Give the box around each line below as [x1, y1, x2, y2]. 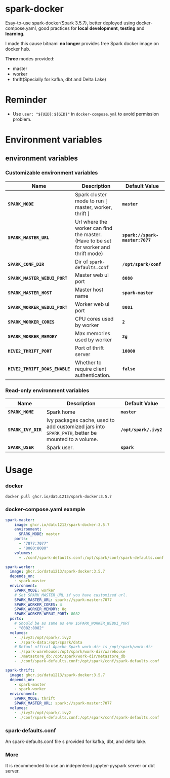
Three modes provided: [5, 55, 55, 61]
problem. [12, 116, 32, 122]
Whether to [75, 359, 102, 366]
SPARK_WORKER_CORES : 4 [14, 602, 62, 607]
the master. [75, 231, 102, 238]
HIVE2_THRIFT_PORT [8, 348, 52, 354]
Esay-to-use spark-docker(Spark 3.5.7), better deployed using [5, 20, 135, 26]
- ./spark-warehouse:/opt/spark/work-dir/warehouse [14, 649, 125, 654]
